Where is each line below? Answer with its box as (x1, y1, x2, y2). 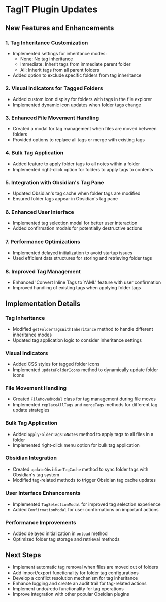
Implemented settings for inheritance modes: (12, 50, 107, 56)
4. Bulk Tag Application (5, 149, 64, 156)
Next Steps (5, 551, 41, 559)
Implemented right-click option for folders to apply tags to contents (12, 166, 153, 172)
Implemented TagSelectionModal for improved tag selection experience (12, 501, 161, 507)
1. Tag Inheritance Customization (5, 39, 88, 46)
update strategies (12, 407, 50, 413)
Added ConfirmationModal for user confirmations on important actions (12, 507, 159, 513)
